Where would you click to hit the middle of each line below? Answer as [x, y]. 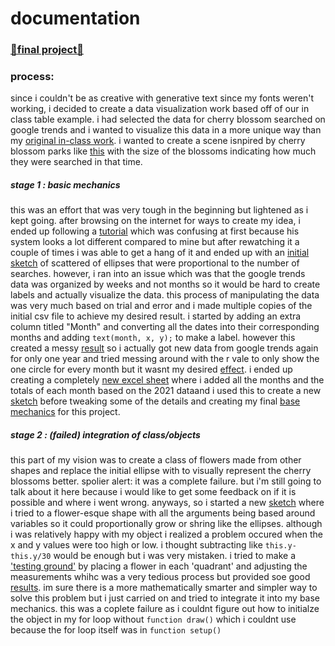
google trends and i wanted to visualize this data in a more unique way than [166, 130]
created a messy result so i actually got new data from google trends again [164, 348]
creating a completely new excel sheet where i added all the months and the [167, 380]
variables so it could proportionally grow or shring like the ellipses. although [166, 524]
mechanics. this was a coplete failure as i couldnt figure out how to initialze [165, 609]
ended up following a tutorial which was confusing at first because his [155, 231]
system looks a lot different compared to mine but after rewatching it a [155, 242]
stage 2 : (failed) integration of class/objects [105, 434]
